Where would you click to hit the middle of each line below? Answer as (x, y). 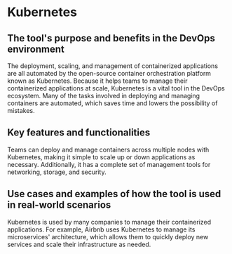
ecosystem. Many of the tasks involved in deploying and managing (104, 96)
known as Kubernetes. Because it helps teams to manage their (97, 81)
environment (36, 49)
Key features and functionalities (79, 133)
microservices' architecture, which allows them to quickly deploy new (108, 236)
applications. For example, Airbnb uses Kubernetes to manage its (101, 229)
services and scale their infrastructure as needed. (79, 244)
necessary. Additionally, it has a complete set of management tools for (109, 164)
